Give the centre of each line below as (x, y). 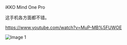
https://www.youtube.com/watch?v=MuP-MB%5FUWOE (63, 27)
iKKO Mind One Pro (25, 7)
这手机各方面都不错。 (27, 17)
